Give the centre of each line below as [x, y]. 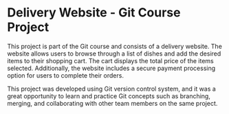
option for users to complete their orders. [65, 75]
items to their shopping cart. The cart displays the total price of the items [111, 60]
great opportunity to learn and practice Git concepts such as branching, [109, 96]
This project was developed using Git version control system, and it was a [112, 89]
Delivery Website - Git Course [94, 13]
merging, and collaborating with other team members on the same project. [112, 103]
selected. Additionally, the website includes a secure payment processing [111, 68]
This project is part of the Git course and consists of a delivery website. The [115, 46]
